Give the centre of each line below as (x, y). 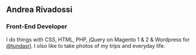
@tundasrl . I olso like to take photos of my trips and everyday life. (86, 46)
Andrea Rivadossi (39, 10)
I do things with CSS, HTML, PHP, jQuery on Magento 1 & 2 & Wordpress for (98, 39)
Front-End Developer (37, 27)
